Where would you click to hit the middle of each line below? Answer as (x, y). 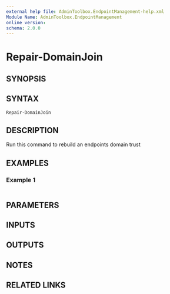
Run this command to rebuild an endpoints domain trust (74, 144)
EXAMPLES (27, 163)
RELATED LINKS (36, 285)
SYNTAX (23, 99)
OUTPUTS (25, 245)
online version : (26, 22)
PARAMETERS (33, 205)
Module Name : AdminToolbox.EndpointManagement (64, 17)
